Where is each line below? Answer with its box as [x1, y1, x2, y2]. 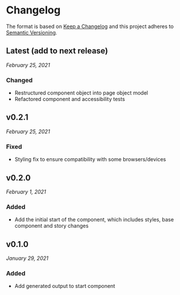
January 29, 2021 [6, 255, 49, 262]
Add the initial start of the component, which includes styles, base [14, 216, 174, 223]
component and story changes [14, 223, 89, 230]
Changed [6, 76, 33, 84]
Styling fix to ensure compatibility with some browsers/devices [14, 156, 167, 163]
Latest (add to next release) [6, 46, 108, 56]
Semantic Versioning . [6, 29, 57, 36]
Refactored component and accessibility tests [14, 96, 126, 103]
